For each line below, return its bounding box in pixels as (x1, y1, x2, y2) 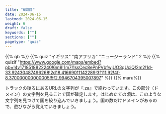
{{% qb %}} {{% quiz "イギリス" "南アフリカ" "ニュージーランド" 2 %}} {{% (5, 53, 161, 59)
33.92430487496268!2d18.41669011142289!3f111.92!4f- (5, 70, 121, 76)
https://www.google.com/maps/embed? (19, 59, 102, 65)
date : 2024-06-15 (5, 12, 41, 17)
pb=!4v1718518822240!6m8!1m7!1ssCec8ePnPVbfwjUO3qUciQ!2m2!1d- (5, 64, 153, 70)
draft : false (5, 26, 32, 31)
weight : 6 (5, 21, 26, 26)
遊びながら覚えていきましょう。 (13, 103, 79, 109)
